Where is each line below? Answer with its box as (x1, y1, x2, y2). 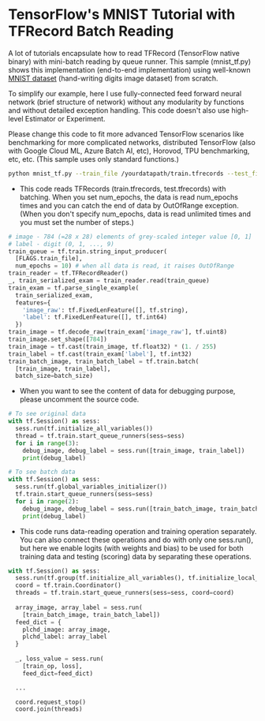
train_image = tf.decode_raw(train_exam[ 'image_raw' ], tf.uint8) (8, 328, 227, 336)
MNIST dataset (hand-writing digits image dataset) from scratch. (8, 73, 218, 83)
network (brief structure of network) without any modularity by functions (8, 97, 244, 106)
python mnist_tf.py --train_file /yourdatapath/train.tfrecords (8, 170, 224, 177)
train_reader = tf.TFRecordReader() (8, 270, 129, 278)
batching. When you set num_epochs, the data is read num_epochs (19, 192, 239, 202)
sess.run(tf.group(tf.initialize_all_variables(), (15, 574, 185, 582)
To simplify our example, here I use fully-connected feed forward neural (8, 88, 242, 98)
